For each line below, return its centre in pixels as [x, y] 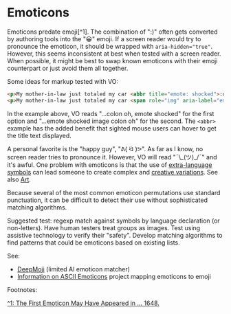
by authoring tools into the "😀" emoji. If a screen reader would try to [104, 38]
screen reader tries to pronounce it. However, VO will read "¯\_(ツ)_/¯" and [112, 157]
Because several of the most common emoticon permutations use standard [114, 192]
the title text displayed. [40, 135]
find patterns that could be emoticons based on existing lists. [93, 243]
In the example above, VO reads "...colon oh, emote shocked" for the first [111, 113]
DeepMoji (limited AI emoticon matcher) [74, 269]
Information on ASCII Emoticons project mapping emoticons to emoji [114, 276]
